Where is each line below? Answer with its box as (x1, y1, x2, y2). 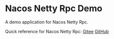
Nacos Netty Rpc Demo (5, 3, 103, 14)
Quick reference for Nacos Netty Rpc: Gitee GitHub (5, 28, 109, 34)
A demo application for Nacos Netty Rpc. (5, 19, 89, 25)
